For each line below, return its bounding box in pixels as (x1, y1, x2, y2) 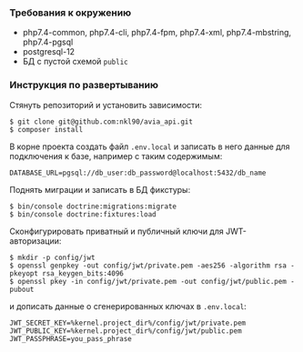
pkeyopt (9, 268, 39, 278)
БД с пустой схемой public (22, 56, 129, 67)
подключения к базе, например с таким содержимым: (9, 150, 223, 161)
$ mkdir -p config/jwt (9, 253, 96, 262)
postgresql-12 (22, 46, 76, 57)
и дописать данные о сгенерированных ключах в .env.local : (9, 300, 247, 311)
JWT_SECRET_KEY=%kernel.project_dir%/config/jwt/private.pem (9, 318, 247, 327)
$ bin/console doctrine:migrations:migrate (9, 202, 177, 211)
